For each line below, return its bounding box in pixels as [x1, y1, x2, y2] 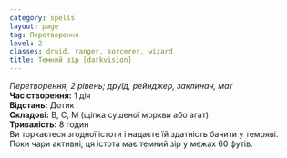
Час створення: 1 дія [9, 90, 91, 101]
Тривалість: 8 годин [9, 119, 89, 130]
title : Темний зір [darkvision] [9, 55, 132, 64]
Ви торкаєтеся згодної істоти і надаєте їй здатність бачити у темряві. [9, 129, 279, 139]
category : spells [9, 13, 76, 23]
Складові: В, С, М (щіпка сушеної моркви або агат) [9, 110, 210, 120]
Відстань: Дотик [9, 100, 75, 110]
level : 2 [9, 38, 43, 48]
